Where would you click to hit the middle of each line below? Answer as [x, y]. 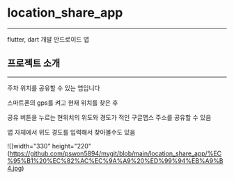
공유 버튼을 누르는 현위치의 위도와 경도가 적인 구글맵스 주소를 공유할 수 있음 [109, 117]
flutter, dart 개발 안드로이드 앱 [48, 39]
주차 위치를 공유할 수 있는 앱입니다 [54, 87]
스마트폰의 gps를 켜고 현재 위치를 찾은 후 [63, 103]
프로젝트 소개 [34, 63]
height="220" [72, 146]
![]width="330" [29, 146]
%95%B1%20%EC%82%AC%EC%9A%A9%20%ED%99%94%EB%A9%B [115, 160]
